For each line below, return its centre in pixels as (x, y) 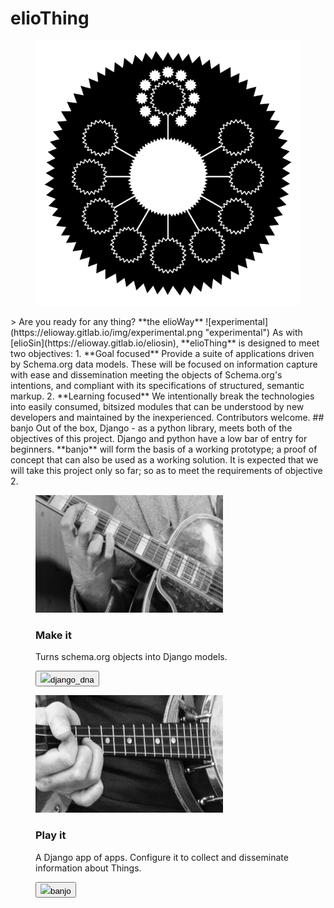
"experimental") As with (253, 332)
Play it (51, 835)
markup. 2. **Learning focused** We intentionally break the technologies (162, 396)
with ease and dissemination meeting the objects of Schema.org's (146, 374)
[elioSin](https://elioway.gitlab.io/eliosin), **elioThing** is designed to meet (165, 343)
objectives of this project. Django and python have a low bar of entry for (159, 438)
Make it (53, 635)
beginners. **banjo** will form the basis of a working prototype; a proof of (164, 449)
